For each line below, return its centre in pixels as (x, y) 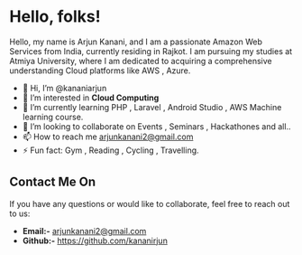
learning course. (53, 117)
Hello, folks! (55, 17)
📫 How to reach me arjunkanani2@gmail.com (108, 137)
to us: (20, 213)
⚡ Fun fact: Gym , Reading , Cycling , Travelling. (111, 150)
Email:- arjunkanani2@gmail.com (84, 231)
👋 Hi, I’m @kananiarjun (64, 88)
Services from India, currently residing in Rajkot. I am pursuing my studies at (151, 51)
